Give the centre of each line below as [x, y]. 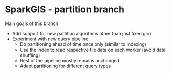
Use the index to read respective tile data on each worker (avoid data [93, 50]
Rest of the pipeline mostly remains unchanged [70, 60]
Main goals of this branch [32, 23]
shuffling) [30, 55]
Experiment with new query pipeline [50, 39]
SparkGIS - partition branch [65, 9]
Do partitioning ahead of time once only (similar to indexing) [83, 44]
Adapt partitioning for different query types [65, 66]
